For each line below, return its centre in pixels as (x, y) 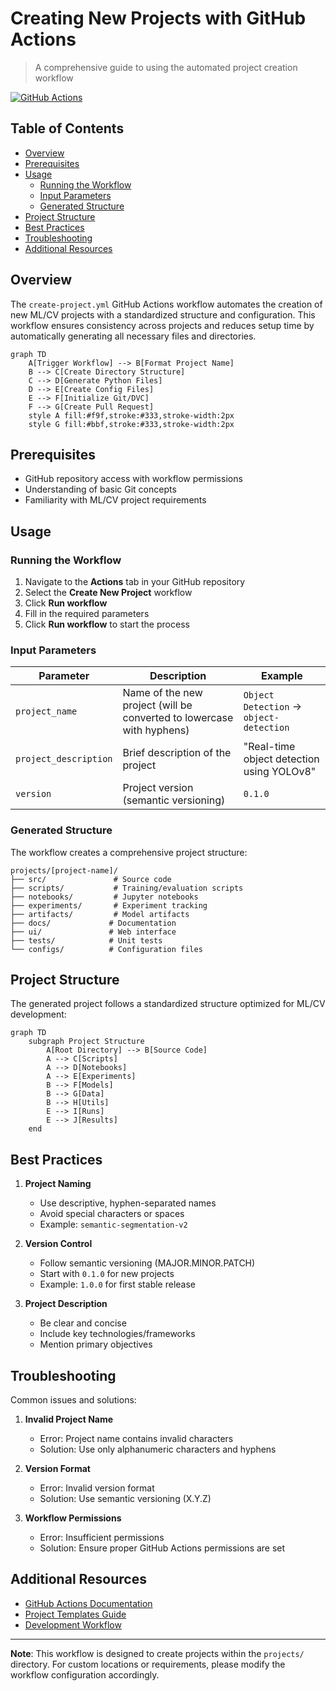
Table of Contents (67, 128)
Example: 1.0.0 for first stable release (117, 1284)
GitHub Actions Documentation (88, 1603)
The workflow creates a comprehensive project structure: (129, 852)
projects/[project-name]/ (64, 870)
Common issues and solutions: (73, 1400)
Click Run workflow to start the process (107, 624)
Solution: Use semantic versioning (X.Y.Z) (125, 1499)
